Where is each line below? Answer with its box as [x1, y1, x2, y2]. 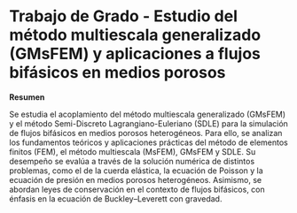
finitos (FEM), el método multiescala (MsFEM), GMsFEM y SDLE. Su [9, 146, 256, 156]
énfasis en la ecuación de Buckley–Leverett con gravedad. [9, 193, 223, 204]
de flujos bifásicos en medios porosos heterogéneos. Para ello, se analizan [9, 127, 283, 138]
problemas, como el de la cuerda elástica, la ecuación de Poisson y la [9, 165, 263, 176]
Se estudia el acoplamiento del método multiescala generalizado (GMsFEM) [9, 109, 286, 119]
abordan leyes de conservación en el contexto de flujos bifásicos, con [9, 184, 266, 194]
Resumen [9, 91, 45, 103]
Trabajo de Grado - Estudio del [9, 6, 238, 27]
